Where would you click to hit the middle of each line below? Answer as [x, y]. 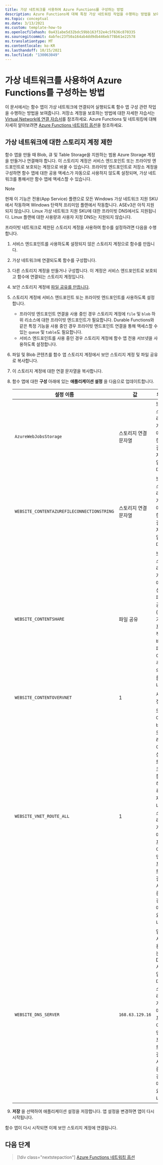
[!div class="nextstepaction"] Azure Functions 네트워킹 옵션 [76, 1157]
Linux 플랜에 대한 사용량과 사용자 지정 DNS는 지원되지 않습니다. [72, 217]
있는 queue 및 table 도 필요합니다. [51, 332]
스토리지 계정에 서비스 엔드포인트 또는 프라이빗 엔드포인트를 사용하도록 [79, 297]
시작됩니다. [23, 1117]
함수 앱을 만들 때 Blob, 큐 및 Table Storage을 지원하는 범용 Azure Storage [76, 155]
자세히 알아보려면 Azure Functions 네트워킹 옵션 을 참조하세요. [64, 125]
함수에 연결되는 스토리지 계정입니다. [51, 277]
